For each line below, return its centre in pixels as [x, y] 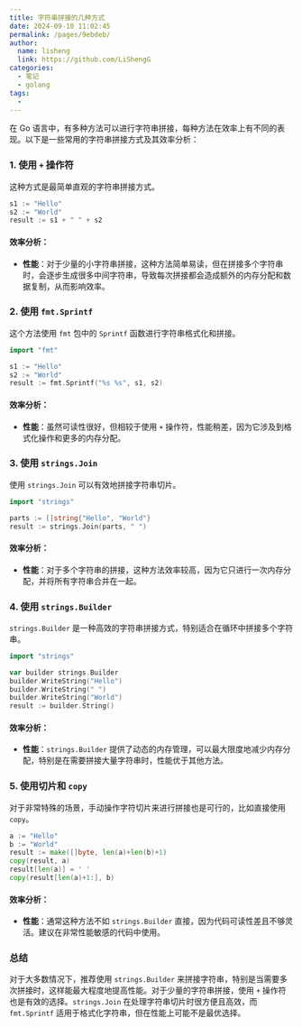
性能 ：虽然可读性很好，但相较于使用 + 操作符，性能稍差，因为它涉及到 [153, 426]
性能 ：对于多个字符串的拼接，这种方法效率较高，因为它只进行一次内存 [153, 570]
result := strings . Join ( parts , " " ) [78, 527]
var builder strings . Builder [64, 673]
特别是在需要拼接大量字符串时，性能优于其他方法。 [133, 761]
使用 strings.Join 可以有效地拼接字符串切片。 [95, 484]
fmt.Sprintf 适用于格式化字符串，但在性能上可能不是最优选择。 [128, 1013]
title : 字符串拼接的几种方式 [57, 18]
